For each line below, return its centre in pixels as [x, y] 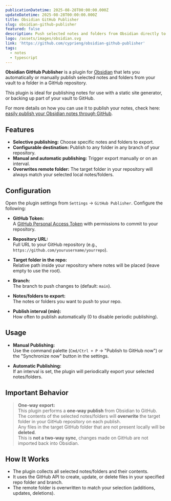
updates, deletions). [34, 493]
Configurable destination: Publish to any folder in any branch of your [86, 147]
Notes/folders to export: [39, 296]
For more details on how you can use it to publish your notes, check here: [83, 108]
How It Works [27, 459]
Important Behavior [37, 393]
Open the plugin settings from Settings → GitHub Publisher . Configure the [84, 203]
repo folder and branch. [38, 482]
